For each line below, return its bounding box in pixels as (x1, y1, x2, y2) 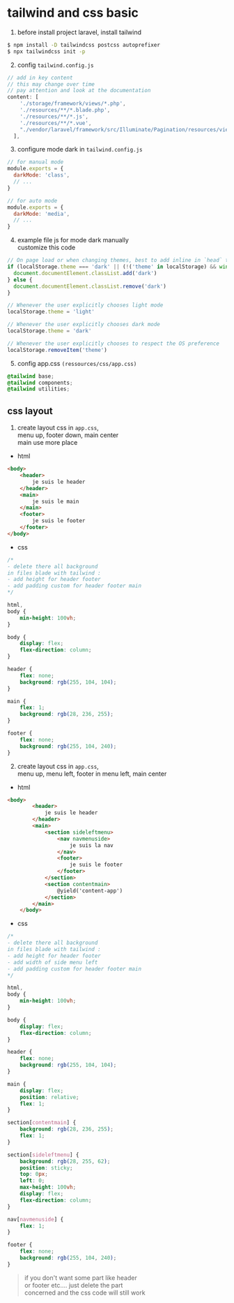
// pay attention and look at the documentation (7, 87, 151, 94)
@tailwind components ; (7, 379, 73, 386)
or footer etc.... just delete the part (24, 1281, 123, 1289)
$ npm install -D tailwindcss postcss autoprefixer (7, 41, 160, 48)
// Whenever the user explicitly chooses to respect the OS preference (7, 340, 219, 347)
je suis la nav (69, 841, 114, 849)
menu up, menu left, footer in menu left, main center (17, 770, 167, 778)
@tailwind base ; (7, 372, 54, 380)
